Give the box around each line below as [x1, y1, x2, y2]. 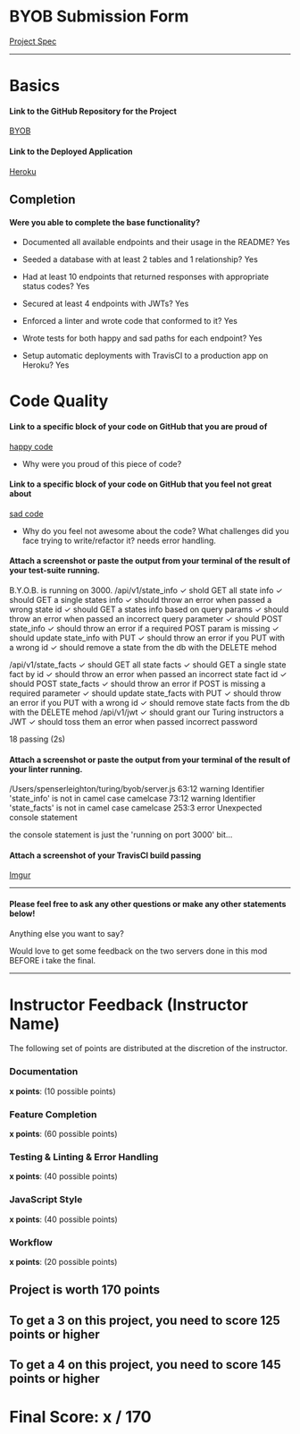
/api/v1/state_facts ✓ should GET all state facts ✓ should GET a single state [9, 659, 287, 670]
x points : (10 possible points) [9, 1085, 116, 1097]
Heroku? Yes [21, 360, 70, 370]
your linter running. [9, 763, 83, 775]
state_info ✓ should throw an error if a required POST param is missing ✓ [9, 623, 279, 633]
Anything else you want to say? [9, 928, 125, 938]
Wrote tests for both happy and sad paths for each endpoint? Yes [21, 333, 263, 344]
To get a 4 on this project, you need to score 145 [9, 1357, 281, 1372]
